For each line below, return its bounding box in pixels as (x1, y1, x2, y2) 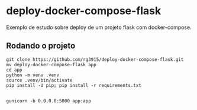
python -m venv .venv (6, 72, 60, 78)
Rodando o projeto (6, 41, 76, 51)
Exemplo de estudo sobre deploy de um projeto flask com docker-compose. (6, 24, 192, 31)
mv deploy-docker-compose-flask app (6, 62, 96, 67)
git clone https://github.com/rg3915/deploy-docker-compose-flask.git (6, 56, 184, 63)
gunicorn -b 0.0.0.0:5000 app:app (6, 98, 92, 104)
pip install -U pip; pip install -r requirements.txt (6, 82, 142, 88)
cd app (6, 67, 22, 73)
